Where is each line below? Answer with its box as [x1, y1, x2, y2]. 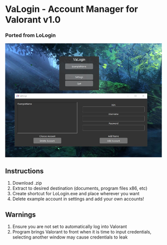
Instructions [5, 167, 44, 175]
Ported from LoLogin [5, 32, 56, 39]
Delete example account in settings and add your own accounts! [12, 196, 144, 202]
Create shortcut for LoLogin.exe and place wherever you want [12, 191, 140, 197]
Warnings [5, 210, 36, 219]
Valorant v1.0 [5, 14, 61, 25]
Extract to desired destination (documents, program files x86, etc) [12, 185, 148, 191]
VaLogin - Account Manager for [5, 3, 138, 15]
